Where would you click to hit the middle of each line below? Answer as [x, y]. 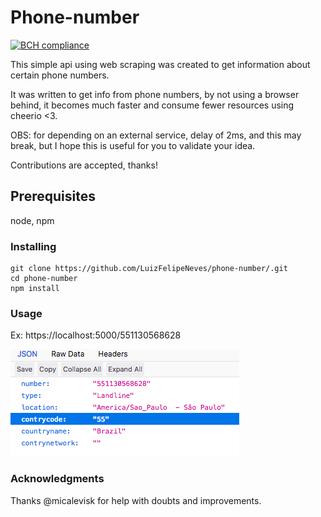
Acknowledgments [57, 479]
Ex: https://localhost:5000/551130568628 [96, 335]
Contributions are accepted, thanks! [84, 165]
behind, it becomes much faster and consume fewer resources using [152, 105]
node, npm [32, 220]
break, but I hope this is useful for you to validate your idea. [133, 145]
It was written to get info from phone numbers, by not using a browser [155, 94]
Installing [33, 246]
